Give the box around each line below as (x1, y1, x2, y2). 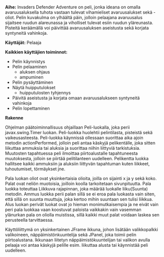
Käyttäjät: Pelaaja (5, 40, 42, 46)
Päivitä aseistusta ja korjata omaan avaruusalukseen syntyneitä (12, 95, 140, 101)
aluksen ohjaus (19, 69, 50, 75)
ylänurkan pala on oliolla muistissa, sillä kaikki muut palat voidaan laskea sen (5, 212, 160, 217)
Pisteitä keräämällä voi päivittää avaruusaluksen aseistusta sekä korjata (5, 25, 149, 31)
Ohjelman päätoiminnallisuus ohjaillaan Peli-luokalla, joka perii (5, 124, 130, 130)
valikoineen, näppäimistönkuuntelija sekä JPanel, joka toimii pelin (5, 232, 137, 237)
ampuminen (19, 74, 44, 80)
